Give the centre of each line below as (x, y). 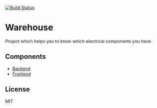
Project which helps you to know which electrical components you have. (78, 41)
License (18, 90)
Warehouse (29, 28)
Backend (21, 69)
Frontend (21, 73)
